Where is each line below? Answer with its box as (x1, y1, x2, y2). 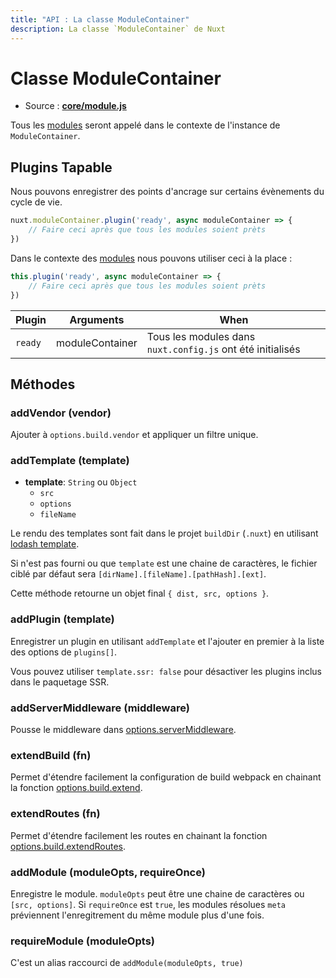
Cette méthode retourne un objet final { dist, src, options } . (10, 587, 270, 600)
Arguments (69, 312, 125, 326)
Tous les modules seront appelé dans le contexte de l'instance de (10, 119, 281, 131)
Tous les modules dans (146, 329, 256, 343)
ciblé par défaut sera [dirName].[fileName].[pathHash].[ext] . (10, 568, 267, 580)
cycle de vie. (10, 196, 63, 208)
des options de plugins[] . (10, 646, 118, 658)
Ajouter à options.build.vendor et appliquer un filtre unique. (10, 429, 259, 441)
